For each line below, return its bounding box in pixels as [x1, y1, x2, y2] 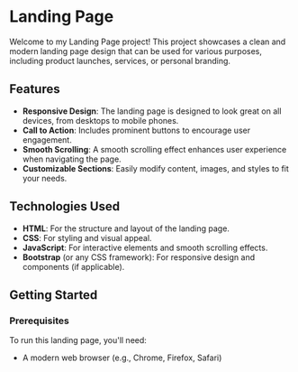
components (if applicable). [22, 261, 125, 272]
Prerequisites [9, 314, 69, 327]
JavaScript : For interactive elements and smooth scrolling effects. [22, 242, 268, 253]
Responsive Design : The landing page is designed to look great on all [22, 106, 282, 116]
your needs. [22, 172, 68, 183]
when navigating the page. [22, 153, 122, 164]
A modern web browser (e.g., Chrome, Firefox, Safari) [22, 352, 222, 363]
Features [9, 81, 60, 97]
